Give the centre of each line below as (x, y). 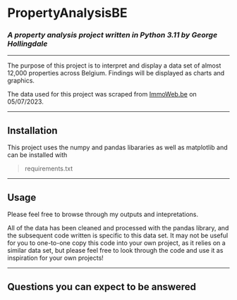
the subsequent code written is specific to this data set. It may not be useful (118, 236)
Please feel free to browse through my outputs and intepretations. (103, 214)
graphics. (21, 81)
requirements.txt (49, 169)
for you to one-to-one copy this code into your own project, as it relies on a (116, 243)
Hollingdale (28, 44)
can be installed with (37, 155)
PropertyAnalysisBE (67, 13)
